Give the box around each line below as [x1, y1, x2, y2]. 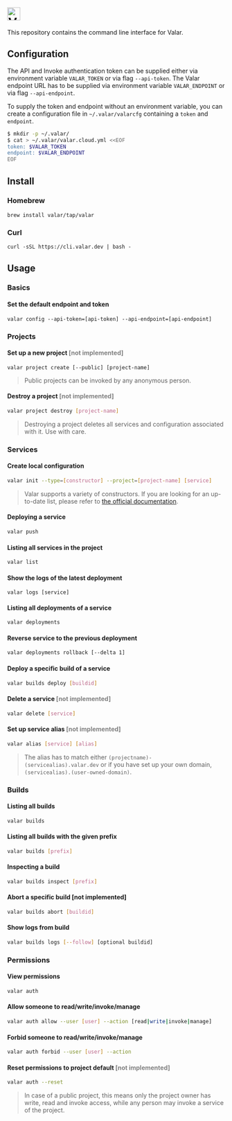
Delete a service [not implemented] [7, 695, 111, 703]
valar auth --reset [7, 1079, 64, 1086]
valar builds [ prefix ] [7, 847, 73, 855]
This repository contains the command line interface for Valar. [7, 28, 184, 36]
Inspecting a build [7, 863, 60, 871]
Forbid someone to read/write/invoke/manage [7, 1033, 143, 1041]
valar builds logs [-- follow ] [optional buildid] [7, 939, 154, 946]
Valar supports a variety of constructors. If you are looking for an [24, 489, 210, 498]
